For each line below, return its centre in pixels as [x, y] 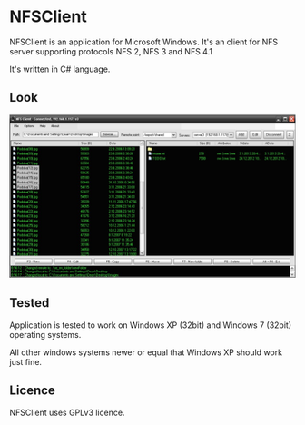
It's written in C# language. [60, 69]
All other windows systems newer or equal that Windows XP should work [146, 352]
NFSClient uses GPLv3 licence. [67, 412]
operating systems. [45, 334]
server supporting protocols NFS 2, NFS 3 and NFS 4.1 [111, 51]
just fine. [26, 361]
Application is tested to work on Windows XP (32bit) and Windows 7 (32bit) [151, 325]
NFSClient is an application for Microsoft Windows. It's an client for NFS [144, 42]
